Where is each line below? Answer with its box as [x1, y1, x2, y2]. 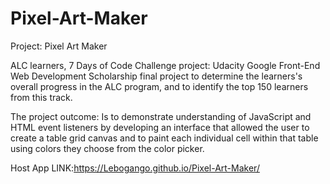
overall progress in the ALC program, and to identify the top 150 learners [10, 80, 309, 92]
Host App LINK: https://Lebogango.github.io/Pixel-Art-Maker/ [10, 162, 260, 174]
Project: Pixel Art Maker [10, 40, 108, 52]
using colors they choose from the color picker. [10, 142, 205, 154]
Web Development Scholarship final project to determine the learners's [10, 70, 303, 82]
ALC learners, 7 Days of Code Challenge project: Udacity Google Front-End [10, 59, 321, 71]
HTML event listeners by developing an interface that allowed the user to [10, 121, 310, 133]
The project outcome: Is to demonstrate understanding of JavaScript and [10, 110, 312, 122]
